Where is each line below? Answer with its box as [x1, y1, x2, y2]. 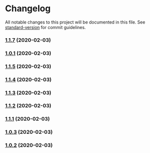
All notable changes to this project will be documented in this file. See [5, 19, 146, 25]
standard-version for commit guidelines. [5, 24, 86, 30]
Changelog [5, 3, 51, 14]
